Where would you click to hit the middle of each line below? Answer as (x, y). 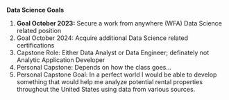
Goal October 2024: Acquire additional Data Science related (102, 38)
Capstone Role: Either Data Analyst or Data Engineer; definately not (113, 52)
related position (39, 31)
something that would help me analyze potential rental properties (109, 82)
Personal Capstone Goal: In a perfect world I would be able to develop (117, 74)
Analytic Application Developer (61, 60)
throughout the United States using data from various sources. (106, 89)
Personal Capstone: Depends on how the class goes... (94, 67)
